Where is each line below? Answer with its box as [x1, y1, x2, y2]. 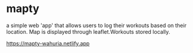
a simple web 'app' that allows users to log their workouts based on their [6, 22, 187, 29]
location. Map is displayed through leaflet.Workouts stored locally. [6, 28, 171, 35]
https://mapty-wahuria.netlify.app [6, 40, 90, 47]
